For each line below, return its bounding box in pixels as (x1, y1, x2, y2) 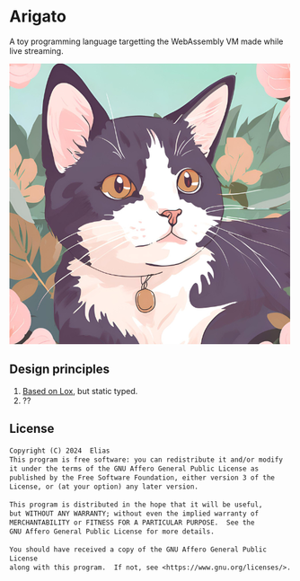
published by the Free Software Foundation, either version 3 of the (9, 473, 276, 482)
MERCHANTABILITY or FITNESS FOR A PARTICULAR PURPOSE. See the (9, 518, 255, 527)
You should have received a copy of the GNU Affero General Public (9, 545, 268, 554)
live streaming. (9, 45, 65, 56)
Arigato (9, 6, 67, 27)
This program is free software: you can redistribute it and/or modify (9, 455, 283, 464)
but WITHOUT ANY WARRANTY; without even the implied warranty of (9, 509, 259, 518)
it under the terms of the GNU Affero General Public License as (9, 464, 259, 473)
